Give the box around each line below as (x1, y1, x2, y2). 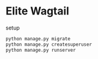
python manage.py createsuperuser (5, 41, 93, 48)
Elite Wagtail (5, 4, 70, 18)
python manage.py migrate (5, 36, 70, 42)
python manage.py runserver (5, 47, 76, 53)
